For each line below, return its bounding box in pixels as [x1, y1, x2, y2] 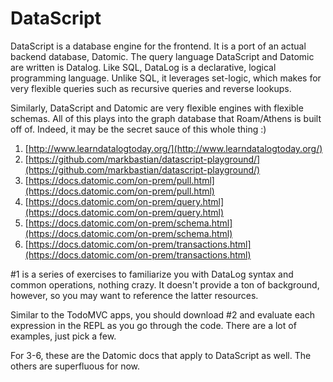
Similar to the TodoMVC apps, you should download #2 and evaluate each [10, 308, 316, 321]
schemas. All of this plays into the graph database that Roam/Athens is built [10, 112, 322, 124]
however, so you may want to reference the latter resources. [10, 289, 259, 301]
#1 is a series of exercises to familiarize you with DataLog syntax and [10, 268, 294, 280]
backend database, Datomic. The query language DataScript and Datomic [10, 50, 315, 62]
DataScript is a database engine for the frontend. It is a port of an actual [10, 40, 307, 52]
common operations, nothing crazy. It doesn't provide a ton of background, [10, 278, 320, 291]
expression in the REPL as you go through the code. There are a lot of [10, 319, 297, 331]
